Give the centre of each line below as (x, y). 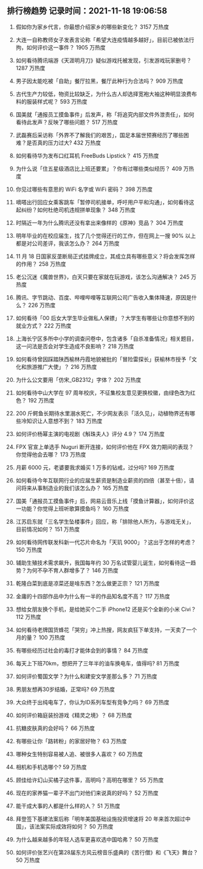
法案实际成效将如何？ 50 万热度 (74, 826)
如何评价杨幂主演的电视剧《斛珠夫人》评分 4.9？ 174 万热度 (90, 434)
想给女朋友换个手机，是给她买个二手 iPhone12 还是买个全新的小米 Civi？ (106, 609)
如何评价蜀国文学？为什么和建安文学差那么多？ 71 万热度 (86, 676)
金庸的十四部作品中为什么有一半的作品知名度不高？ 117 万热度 (93, 596)
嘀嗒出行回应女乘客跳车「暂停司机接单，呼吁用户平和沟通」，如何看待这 (105, 202)
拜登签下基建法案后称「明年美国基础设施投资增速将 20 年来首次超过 (101, 818)
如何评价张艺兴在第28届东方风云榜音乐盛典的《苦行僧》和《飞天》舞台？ (107, 852)
